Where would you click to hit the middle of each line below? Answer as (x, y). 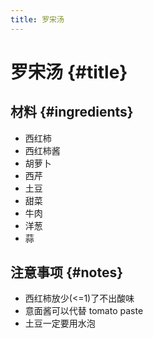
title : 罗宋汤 (37, 19)
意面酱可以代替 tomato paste (84, 311)
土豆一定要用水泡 (60, 323)
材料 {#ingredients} (72, 112)
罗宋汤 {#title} (69, 72)
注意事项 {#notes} (66, 272)
